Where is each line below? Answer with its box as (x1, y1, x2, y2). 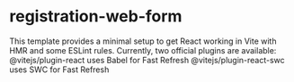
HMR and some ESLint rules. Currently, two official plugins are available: (9, 45, 277, 55)
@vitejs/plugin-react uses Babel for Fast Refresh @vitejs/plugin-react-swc (9, 54, 285, 65)
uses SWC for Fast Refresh (9, 64, 110, 75)
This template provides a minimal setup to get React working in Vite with (9, 36, 277, 46)
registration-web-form (9, 6, 183, 27)
